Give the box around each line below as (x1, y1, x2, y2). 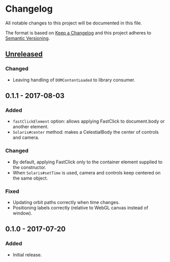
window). (12, 210, 33, 216)
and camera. (12, 134, 40, 140)
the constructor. (12, 164, 47, 170)
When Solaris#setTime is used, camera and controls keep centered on (12, 169, 161, 176)
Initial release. (12, 251, 42, 257)
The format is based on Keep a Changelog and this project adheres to (5, 30, 152, 36)
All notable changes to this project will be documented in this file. (5, 20, 143, 26)
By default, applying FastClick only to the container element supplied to (12, 159, 163, 165)
